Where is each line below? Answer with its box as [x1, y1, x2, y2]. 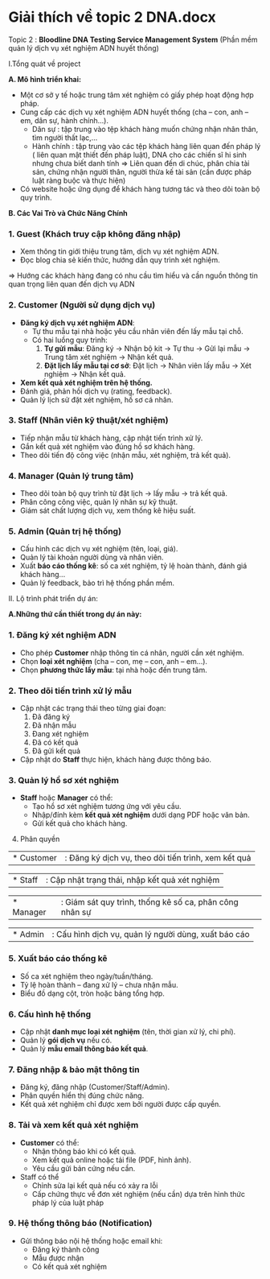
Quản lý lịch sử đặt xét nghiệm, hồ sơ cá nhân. [19, 394, 174, 404]
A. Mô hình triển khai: [8, 74, 82, 84]
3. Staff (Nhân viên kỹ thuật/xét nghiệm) [8, 415, 169, 426]
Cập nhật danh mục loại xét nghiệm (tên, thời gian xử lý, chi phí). [19, 1026, 236, 1036]
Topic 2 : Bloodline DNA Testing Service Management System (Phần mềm [8, 35, 259, 44]
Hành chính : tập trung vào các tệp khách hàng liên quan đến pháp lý [31, 141, 261, 151]
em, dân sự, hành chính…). [19, 115, 108, 125]
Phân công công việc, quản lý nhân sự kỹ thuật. [19, 497, 178, 507]
